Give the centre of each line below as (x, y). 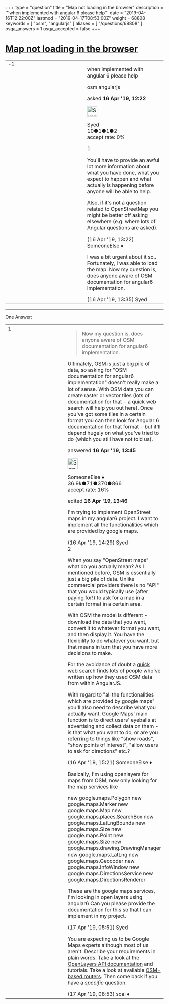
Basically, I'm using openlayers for (108, 774)
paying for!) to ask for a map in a (106, 597)
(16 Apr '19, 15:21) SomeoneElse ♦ (110, 762)
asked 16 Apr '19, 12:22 (117, 98)
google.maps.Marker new (98, 804)
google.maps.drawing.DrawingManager (114, 848)
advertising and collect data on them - (113, 726)
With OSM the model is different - (108, 615)
